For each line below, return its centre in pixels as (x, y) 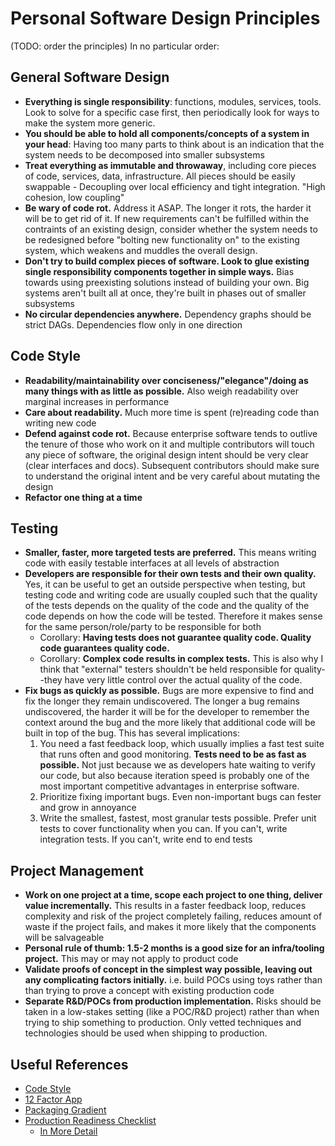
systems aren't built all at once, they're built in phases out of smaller (165, 293)
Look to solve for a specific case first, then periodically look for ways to (172, 112)
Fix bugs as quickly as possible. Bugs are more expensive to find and (169, 691)
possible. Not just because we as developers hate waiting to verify (177, 765)
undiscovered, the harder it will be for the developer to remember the (167, 712)
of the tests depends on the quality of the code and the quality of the (167, 606)
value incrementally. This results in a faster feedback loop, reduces (165, 906)
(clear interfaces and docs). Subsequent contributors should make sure (172, 465)
